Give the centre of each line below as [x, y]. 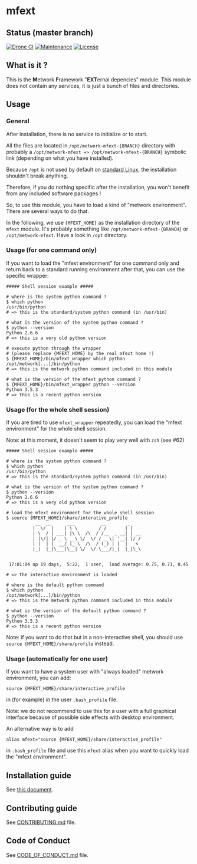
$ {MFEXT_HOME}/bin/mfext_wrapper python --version [71, 385]
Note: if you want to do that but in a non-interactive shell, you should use [95, 638]
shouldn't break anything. [37, 176]
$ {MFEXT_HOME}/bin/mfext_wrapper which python [66, 359]
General [18, 121]
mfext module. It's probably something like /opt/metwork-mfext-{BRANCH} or [97, 229]
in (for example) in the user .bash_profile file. [62, 699]
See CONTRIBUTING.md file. [41, 822]
